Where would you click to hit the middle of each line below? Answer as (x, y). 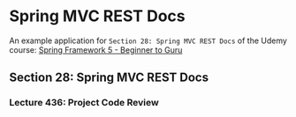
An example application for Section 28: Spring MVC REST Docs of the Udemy (148, 40)
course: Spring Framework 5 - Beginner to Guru (96, 49)
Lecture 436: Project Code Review (84, 103)
